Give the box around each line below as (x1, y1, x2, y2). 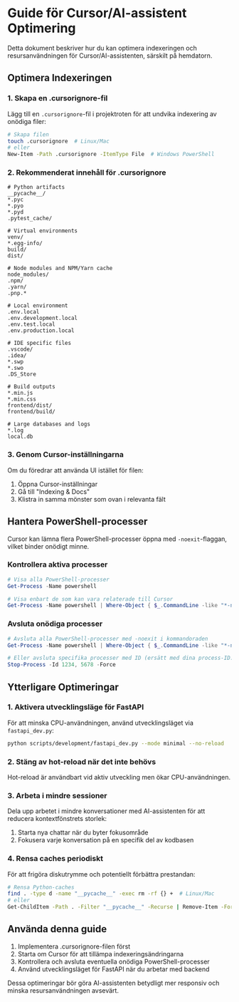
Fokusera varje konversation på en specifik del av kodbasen (17, 836, 194, 845)
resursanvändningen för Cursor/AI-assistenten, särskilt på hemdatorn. (7, 51, 213, 60)
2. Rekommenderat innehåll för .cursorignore (7, 167, 166, 177)
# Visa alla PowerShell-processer (7, 576, 110, 583)
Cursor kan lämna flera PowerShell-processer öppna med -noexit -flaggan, (7, 534, 228, 543)
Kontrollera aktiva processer (7, 559, 108, 569)
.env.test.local (7, 321, 55, 329)
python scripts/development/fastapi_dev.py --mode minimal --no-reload (7, 740, 224, 747)
